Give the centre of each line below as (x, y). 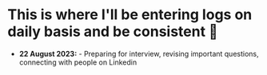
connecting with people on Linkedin (78, 62)
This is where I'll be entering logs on (130, 15)
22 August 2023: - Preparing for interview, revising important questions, (139, 53)
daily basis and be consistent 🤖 (113, 32)
